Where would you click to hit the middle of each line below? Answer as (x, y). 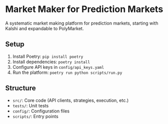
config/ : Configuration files (41, 111)
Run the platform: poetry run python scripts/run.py (67, 72)
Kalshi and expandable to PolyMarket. (45, 28)
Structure (21, 88)
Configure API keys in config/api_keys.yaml (58, 67)
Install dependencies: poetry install (51, 62)
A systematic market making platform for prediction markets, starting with (82, 23)
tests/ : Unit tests (31, 105)
